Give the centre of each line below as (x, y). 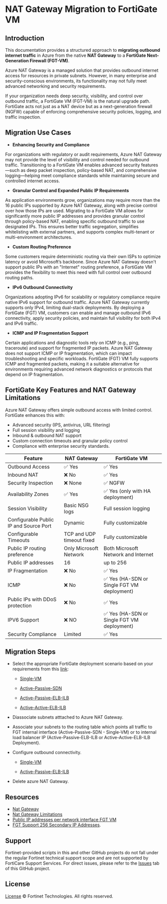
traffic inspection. (23, 117)
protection (20, 605)
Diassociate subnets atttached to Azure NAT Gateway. (68, 717)
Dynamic (74, 522)
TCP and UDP (80, 534)
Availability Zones (28, 494)
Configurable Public (31, 519)
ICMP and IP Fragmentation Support (50, 333)
